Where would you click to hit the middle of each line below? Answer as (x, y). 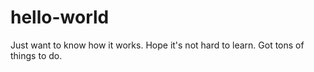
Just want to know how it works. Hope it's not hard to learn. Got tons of (157, 45)
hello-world (60, 17)
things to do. (36, 55)
